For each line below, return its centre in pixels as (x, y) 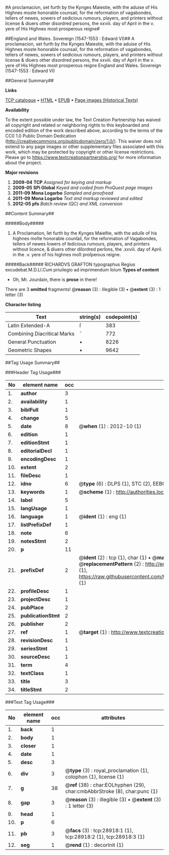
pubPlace (32, 607)
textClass (32, 673)
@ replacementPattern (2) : (111, 564)
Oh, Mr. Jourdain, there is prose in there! (55, 279)
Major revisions (22, 172)
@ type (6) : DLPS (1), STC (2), (115, 484)
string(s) (90, 317)
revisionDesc (37, 640)
